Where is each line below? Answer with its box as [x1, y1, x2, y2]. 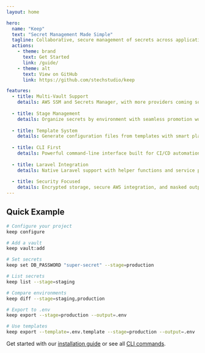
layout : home [6, 9, 40, 15]
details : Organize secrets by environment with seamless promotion [17, 116, 192, 122]
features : [6, 88, 32, 94]
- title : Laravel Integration [12, 161, 88, 168]
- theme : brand [17, 48, 56, 55]
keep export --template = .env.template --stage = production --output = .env [6, 329, 195, 335]
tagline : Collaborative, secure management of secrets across [12, 37, 173, 43]
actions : [12, 43, 34, 49]
